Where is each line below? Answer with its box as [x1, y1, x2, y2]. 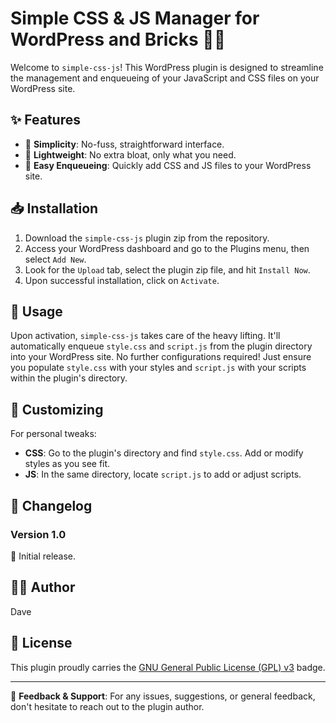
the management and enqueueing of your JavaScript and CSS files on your [10, 72, 320, 84]
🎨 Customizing [10, 401, 104, 418]
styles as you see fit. [24, 458, 111, 470]
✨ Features [10, 112, 81, 129]
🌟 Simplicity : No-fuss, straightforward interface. [24, 138, 225, 150]
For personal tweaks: [10, 428, 97, 440]
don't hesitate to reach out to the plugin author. [10, 700, 205, 712]
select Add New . [24, 253, 87, 265]
